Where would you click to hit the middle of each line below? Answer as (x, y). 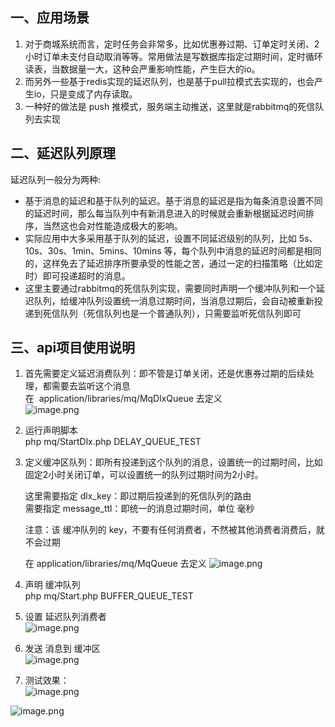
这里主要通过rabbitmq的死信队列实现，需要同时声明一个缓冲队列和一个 (170, 288)
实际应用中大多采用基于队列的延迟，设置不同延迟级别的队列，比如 (160, 238)
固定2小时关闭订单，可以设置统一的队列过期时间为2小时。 (144, 475)
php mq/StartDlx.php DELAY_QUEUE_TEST (113, 442)
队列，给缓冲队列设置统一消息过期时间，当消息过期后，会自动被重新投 (178, 300)
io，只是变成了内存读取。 (85, 94)
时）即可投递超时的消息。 (77, 275)
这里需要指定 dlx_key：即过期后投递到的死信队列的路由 (138, 496)
